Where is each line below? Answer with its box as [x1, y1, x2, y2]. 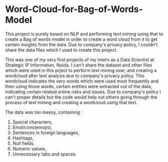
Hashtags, [12, 135, 34, 141]
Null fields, [12, 140, 35, 146]
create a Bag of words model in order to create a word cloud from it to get [5, 36, 158, 42]
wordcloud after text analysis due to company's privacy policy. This [5, 72, 145, 78]
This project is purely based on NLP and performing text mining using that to [5, 31, 163, 37]
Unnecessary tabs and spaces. [12, 151, 77, 157]
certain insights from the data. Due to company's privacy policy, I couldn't [5, 41, 158, 47]
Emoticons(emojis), [12, 124, 53, 130]
